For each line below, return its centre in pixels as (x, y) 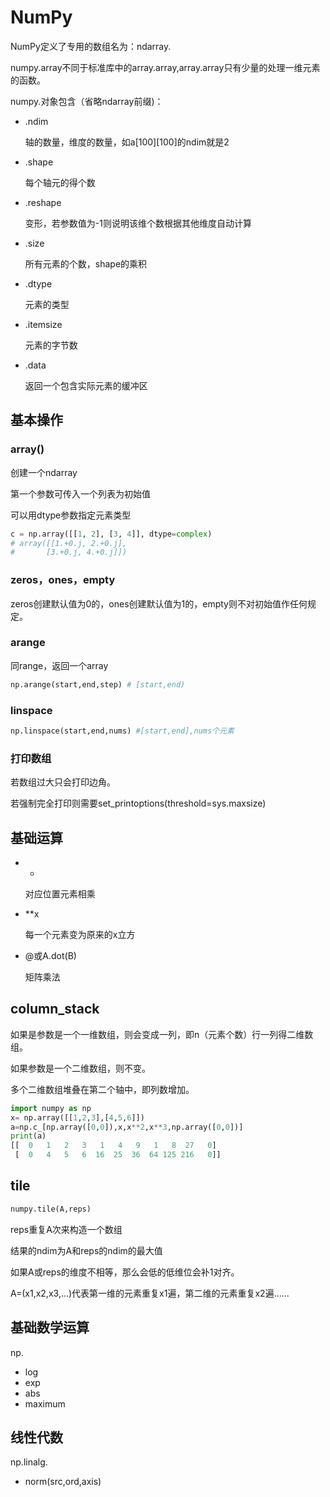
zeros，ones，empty (63, 580)
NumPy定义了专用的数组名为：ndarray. (91, 46)
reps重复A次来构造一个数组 (66, 1229)
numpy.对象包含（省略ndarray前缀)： (87, 101)
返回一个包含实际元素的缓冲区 (86, 385)
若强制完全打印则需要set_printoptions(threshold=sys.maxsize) (138, 803)
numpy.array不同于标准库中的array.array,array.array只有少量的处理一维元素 (165, 67)
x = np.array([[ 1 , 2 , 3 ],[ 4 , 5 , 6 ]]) (77, 1117)
